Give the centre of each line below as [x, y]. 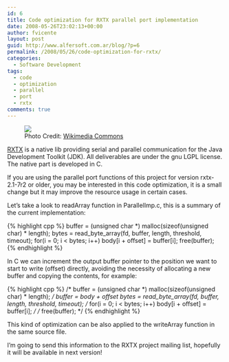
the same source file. [37, 332]
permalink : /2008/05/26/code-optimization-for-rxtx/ [84, 52]
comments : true [29, 109]
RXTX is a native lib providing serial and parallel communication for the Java [115, 149]
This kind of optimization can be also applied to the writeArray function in [111, 324]
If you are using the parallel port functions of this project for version [103, 177]
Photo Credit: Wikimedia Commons [74, 136]
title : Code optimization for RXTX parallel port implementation [102, 20]
